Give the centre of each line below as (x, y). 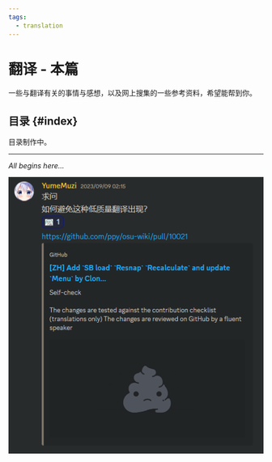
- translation (39, 25)
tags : (17, 17)
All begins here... (36, 166)
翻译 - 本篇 (44, 69)
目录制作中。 (30, 142)
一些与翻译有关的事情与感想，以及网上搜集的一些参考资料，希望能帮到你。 (132, 93)
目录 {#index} (43, 121)
